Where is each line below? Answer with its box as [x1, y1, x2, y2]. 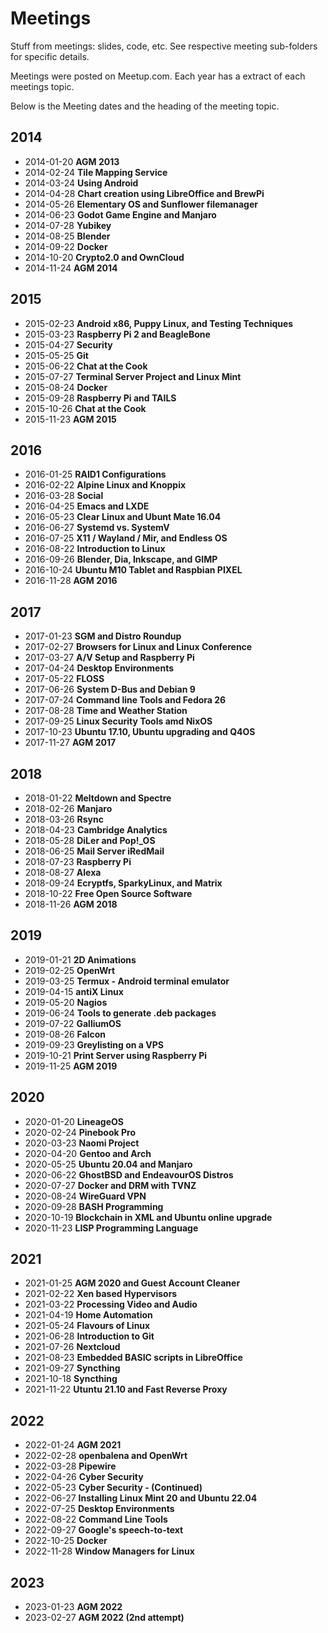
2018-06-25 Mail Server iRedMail [24, 845, 165, 857]
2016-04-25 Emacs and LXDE [24, 500, 150, 512]
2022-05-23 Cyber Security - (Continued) [24, 1482, 203, 1494]
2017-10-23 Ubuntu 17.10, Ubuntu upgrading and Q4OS [24, 726, 256, 738]
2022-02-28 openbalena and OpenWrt [24, 1450, 188, 1462]
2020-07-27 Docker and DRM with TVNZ [24, 1179, 197, 1191]
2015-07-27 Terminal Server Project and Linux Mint [24, 370, 242, 382]
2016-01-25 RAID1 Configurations [24, 468, 167, 481]
